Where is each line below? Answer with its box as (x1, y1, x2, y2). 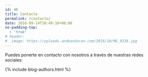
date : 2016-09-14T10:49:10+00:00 (5, 20, 73, 26)
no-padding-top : (5, 25, 38, 30)
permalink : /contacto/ (5, 16, 51, 21)
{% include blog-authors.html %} (5, 66, 71, 72)
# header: (5, 34, 25, 39)
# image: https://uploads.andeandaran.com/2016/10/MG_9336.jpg (5, 39, 137, 44)
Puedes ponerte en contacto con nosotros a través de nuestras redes (5, 52, 144, 58)
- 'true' (9, 30, 27, 34)
